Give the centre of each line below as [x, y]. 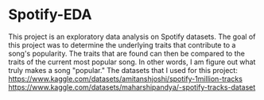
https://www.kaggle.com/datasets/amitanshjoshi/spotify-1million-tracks [125, 79]
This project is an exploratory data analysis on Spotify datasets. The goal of [132, 37]
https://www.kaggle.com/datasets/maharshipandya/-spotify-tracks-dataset [132, 87]
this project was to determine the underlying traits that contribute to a [122, 44]
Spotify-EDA [50, 15]
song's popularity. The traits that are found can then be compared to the [126, 53]
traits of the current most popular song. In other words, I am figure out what [132, 62]
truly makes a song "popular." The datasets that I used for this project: [123, 70]
